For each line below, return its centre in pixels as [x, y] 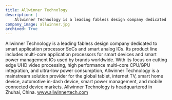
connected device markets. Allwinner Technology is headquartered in [79, 87]
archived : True [22, 29]
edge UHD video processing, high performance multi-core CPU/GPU [78, 65]
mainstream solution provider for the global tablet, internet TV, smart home [84, 76]
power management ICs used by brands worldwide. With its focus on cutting [86, 60]
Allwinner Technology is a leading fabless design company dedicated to [81, 43]
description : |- [23, 15]
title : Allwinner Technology [36, 10]
